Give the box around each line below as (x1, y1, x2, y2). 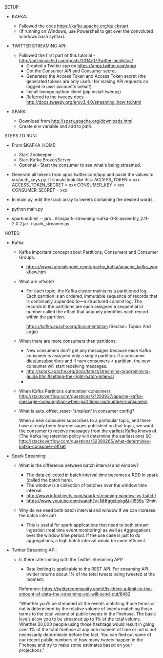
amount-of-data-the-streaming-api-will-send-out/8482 (19, 591, 131, 597)
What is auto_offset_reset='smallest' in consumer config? (19, 408, 135, 414)
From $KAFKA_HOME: (11, 142, 57, 148)
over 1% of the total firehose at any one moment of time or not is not (19, 627, 157, 632)
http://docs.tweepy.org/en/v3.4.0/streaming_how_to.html (26, 99, 141, 105)
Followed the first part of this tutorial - (19, 52, 96, 58)
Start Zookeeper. (19, 152, 53, 157)
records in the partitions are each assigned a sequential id (26, 304, 143, 309)
